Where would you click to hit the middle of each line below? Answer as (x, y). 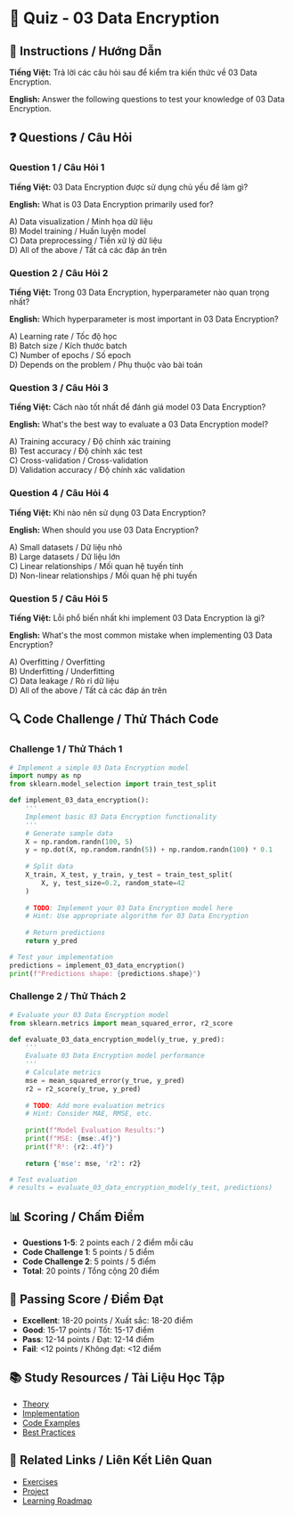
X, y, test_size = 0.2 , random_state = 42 (113, 883)
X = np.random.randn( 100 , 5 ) (79, 842)
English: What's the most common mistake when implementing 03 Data (141, 635)
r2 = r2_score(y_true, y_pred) (83, 1089)
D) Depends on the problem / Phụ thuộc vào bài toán (106, 364)
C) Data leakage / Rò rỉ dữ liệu (64, 680)
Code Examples (51, 1422)
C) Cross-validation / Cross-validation (79, 460)
